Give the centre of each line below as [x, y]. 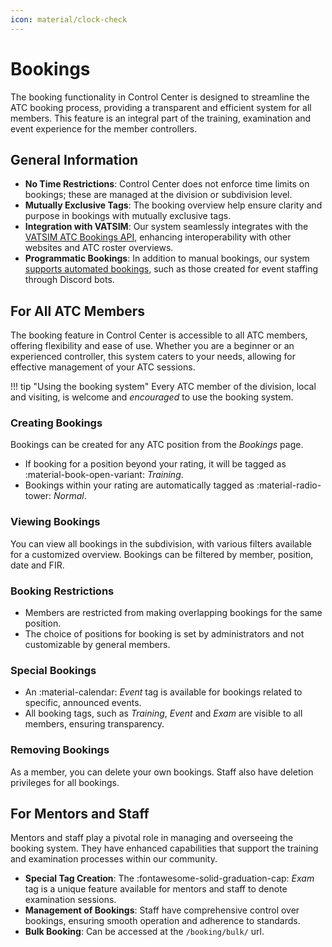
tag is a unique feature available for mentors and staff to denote [156, 889]
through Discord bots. [69, 280]
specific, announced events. [83, 703]
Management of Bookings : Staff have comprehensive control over [162, 910]
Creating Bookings [56, 423]
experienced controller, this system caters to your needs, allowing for [153, 357]
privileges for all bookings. [65, 782]
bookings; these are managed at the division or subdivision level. [158, 195]
